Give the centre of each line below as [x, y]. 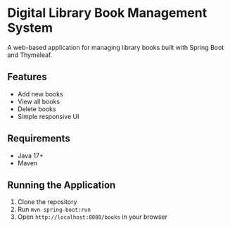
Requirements [39, 139]
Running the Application [62, 185]
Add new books [40, 94]
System [30, 28]
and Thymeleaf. [30, 55]
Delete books [37, 109]
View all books [39, 101]
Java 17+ [30, 156]
